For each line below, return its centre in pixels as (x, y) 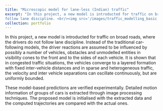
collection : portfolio (28, 23)
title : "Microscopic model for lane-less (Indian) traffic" (67, 9)
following (14, 47)
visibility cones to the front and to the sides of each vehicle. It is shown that (81, 58)
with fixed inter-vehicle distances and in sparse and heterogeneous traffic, (80, 68)
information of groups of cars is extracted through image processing (73, 93)
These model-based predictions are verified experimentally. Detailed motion (81, 88)
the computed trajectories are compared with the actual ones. (67, 103)
